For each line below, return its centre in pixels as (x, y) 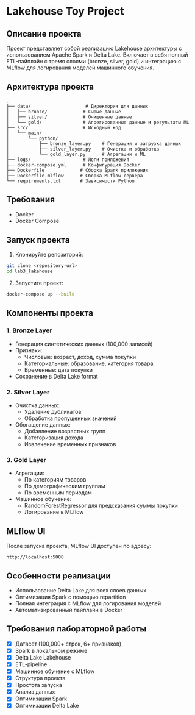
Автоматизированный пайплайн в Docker (69, 610)
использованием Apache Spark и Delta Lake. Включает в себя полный (97, 55)
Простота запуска (39, 685)
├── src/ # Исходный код (64, 127)
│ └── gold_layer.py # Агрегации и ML (76, 154)
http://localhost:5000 (35, 557)
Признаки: (29, 350)
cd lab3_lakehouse (30, 272)
